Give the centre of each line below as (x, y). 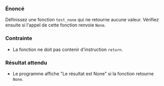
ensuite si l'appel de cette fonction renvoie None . (56, 25)
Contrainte (19, 38)
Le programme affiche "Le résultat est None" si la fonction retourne (83, 73)
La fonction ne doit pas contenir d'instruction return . (68, 49)
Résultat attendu (26, 63)
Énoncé (15, 9)
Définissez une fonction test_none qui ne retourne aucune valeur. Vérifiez (82, 20)
